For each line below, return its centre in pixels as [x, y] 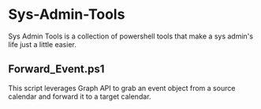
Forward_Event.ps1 [56, 69]
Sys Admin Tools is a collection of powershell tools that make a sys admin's [131, 36]
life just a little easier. [42, 44]
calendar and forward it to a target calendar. [80, 96]
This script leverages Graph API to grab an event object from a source [122, 88]
